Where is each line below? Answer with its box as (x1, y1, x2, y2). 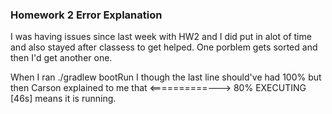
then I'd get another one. (10, 52, 113, 64)
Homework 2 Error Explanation (10, 8, 163, 22)
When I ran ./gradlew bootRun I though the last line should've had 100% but (10, 71, 322, 83)
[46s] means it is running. (10, 93, 117, 105)
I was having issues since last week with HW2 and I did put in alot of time (10, 31, 312, 43)
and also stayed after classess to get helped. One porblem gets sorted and (10, 41, 318, 53)
